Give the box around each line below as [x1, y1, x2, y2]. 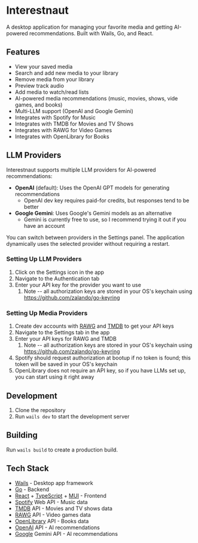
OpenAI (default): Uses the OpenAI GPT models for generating [14, 184, 170, 191]
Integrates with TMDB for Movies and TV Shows [14, 120, 134, 127]
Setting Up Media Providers [6, 309, 88, 317]
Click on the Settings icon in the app [14, 269, 105, 276]
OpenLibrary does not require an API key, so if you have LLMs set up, [14, 367, 186, 374]
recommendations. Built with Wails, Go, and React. [29, 29, 154, 36]
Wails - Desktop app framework [14, 479, 94, 486]
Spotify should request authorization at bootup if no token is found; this [14, 354, 191, 362]
